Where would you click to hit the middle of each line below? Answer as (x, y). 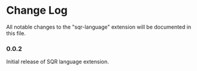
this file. (16, 33)
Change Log (37, 10)
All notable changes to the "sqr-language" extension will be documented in (99, 27)
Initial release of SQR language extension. (58, 62)
